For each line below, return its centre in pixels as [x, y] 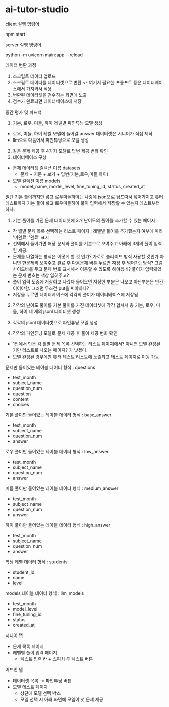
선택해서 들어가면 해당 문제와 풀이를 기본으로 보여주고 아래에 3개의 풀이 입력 [87, 243]
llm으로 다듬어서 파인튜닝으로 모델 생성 [51, 140]
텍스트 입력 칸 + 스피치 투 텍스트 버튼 [57, 659]
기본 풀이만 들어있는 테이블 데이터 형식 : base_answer [59, 415]
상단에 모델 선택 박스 [40, 693]
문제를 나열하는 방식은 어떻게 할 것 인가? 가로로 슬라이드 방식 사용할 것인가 [86, 256]
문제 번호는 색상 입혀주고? [43, 275]
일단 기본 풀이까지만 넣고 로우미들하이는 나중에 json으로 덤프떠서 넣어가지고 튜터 [84, 197]
